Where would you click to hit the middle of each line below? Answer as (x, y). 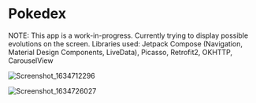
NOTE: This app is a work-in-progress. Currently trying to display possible (128, 35)
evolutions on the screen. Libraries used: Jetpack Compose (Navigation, (125, 43)
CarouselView (31, 61)
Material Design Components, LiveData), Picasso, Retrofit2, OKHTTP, (121, 52)
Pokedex (37, 14)
